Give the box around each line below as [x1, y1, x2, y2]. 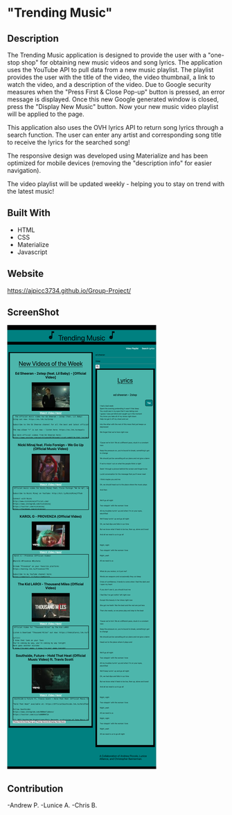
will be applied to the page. [7, 110, 84, 118]
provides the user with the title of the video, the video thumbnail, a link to [7, 73, 215, 81]
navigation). [7, 167, 42, 174]
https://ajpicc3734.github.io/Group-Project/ [7, 286, 132, 294]
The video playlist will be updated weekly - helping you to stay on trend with [7, 180, 225, 188]
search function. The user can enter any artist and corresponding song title [7, 131, 222, 139]
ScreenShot [7, 307, 60, 319]
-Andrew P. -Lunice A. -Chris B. [7, 801, 98, 809]
